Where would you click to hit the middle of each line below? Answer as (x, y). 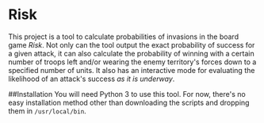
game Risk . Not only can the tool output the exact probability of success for (132, 44)
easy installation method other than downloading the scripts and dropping (129, 102)
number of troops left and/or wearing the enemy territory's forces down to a (132, 62)
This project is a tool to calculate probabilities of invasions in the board (124, 37)
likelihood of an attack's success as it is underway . (92, 79)
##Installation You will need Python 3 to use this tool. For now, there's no (127, 94)
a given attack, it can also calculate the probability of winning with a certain (132, 53)
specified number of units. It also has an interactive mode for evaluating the (132, 70)
